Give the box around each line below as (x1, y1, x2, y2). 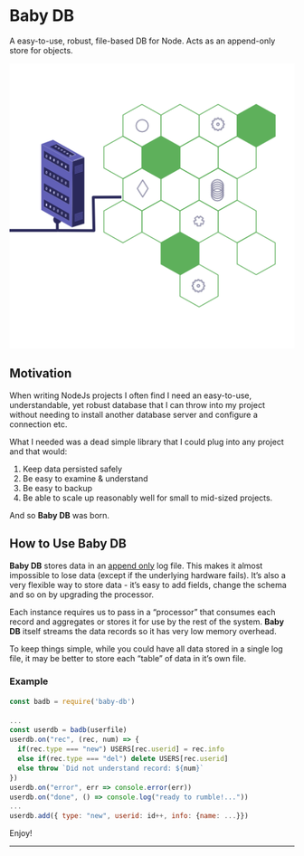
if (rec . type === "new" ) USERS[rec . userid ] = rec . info (17, 745, 224, 754)
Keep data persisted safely (22, 463, 123, 474)
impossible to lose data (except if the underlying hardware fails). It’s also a (9, 569, 287, 580)
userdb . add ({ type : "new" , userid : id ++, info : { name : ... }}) (9, 812, 249, 821)
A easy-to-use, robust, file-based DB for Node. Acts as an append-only (9, 35, 276, 46)
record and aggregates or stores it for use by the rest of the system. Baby (9, 616, 285, 627)
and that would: (9, 445, 68, 457)
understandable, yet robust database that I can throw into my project (9, 399, 265, 410)
